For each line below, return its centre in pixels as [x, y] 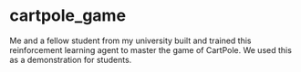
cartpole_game [67, 16]
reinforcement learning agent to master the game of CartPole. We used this [150, 49]
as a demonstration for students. [71, 59]
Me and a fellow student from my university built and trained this [130, 40]
